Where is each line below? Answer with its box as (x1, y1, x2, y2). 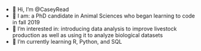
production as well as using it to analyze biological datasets (12, 32, 163, 39)
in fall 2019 (12, 19, 40, 25)
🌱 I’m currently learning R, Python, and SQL (12, 38, 122, 45)
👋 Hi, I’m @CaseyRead (12, 6, 69, 13)
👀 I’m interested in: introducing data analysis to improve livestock (12, 25, 177, 32)
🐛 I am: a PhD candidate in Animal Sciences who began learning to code (12, 12, 195, 19)
